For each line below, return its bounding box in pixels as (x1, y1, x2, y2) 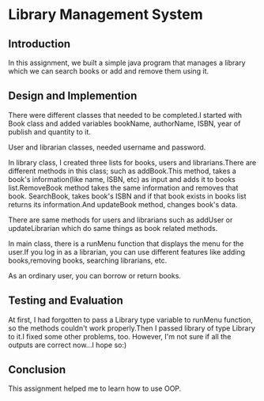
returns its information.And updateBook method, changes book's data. (8, 199, 238, 209)
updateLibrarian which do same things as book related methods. (8, 223, 218, 233)
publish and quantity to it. (8, 127, 91, 136)
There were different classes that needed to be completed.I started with (8, 110, 243, 119)
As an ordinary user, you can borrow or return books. (8, 270, 182, 280)
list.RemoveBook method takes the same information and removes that (8, 183, 239, 192)
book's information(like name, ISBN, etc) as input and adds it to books (8, 174, 236, 183)
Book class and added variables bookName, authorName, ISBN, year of (8, 119, 241, 128)
